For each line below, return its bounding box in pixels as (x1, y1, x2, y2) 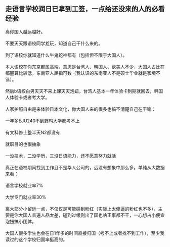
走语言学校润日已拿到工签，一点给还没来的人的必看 (5, 5, 165, 14)
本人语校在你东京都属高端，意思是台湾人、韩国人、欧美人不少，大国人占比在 (5, 64, 165, 70)
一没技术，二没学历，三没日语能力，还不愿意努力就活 (5, 153, 116, 159)
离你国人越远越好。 (5, 28, 46, 34)
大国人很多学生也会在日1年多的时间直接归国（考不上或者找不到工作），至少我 (5, 230, 164, 236)
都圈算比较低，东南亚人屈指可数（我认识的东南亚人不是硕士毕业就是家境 (5, 70, 156, 76)
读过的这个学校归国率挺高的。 (5, 236, 67, 242)
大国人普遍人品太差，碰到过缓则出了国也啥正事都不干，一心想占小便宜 (18, 212, 165, 218)
